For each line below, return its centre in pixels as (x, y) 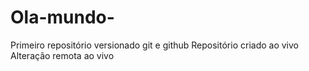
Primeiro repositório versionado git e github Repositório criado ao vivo (154, 45)
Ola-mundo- (62, 17)
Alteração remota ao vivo (62, 55)
